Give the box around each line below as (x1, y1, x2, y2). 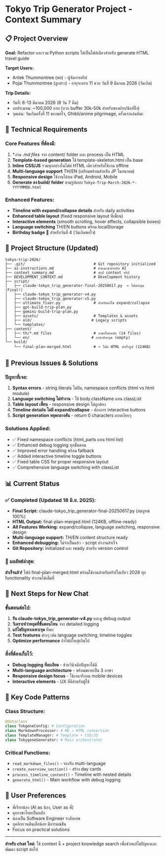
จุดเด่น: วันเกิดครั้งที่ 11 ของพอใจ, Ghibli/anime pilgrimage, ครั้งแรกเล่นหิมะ (12, 111, 144, 117)
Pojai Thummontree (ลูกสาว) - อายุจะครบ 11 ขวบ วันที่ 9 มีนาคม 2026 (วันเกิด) (12, 80, 152, 86)
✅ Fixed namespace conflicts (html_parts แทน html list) (12, 436, 124, 442)
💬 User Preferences (5, 791, 66, 800)
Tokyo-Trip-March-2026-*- (83, 180, 137, 185)
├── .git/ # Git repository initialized (5, 261, 156, 267)
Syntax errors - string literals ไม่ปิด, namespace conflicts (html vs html (12, 385, 155, 391)
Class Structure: (5, 708, 45, 715)
